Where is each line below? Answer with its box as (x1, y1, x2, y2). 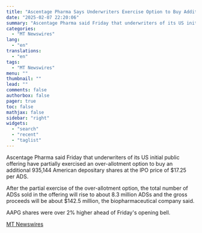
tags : (6, 59, 20, 65)
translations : (6, 48, 42, 54)
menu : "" (6, 70, 28, 76)
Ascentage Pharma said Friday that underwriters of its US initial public (6, 154, 180, 161)
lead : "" (6, 82, 28, 88)
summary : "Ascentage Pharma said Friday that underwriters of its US (6, 20, 185, 26)
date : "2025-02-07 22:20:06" (6, 14, 79, 20)
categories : (6, 25, 36, 32)
